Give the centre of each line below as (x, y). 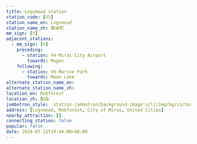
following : (30, 66)
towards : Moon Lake (51, 77)
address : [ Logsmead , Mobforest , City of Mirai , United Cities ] (85, 110)
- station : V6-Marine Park (55, 72)
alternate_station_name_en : (40, 83)
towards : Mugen (46, 61)
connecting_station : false (39, 121)
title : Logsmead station (36, 11)
